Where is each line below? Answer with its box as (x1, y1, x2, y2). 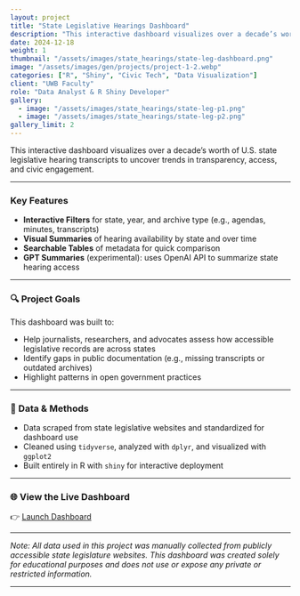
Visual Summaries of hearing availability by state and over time (22, 233, 257, 245)
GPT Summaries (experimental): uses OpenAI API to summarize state (22, 253, 279, 263)
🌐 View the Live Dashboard (10, 490, 130, 503)
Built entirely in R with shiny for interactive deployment (22, 460, 223, 471)
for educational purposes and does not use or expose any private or (10, 560, 262, 570)
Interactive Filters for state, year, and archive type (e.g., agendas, (22, 214, 266, 225)
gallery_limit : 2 (10, 121, 75, 130)
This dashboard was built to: (10, 317, 115, 327)
